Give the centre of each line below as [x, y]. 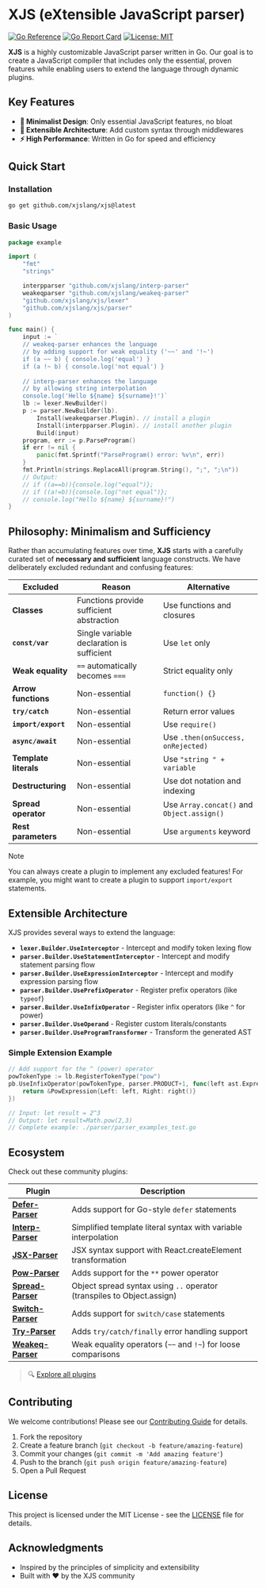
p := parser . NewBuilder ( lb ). [70, 411]
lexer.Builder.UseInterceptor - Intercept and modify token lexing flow [135, 948]
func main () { [32, 330]
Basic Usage [33, 226]
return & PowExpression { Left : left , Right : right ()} [109, 1091]
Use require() [190, 725]
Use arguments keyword [207, 832]
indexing [179, 791]
